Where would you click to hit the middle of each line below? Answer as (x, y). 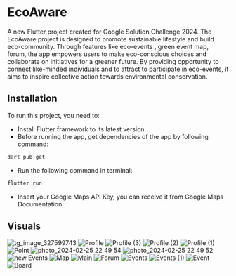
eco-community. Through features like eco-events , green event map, (108, 46)
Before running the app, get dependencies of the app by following (113, 136)
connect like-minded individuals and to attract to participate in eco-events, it (118, 69)
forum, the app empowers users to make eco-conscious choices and (107, 54)
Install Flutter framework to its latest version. (82, 129)
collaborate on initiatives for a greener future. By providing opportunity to (113, 61)
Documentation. (41, 204)
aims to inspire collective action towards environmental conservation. (107, 76)
